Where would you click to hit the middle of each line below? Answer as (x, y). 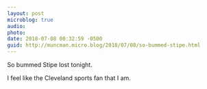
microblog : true (30, 20)
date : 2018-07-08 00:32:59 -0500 (55, 39)
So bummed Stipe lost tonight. (50, 65)
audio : (16, 26)
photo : (16, 33)
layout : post (26, 13)
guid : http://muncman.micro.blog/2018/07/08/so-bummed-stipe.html (104, 45)
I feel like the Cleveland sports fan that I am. (69, 78)
